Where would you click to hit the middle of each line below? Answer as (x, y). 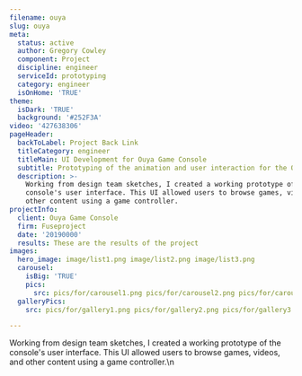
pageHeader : (31, 135)
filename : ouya (38, 17)
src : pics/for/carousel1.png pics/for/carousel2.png (134, 293)
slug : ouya (30, 26)
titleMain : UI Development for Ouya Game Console (112, 159)
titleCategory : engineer (64, 151)
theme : (22, 101)
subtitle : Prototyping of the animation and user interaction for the (152, 168)
